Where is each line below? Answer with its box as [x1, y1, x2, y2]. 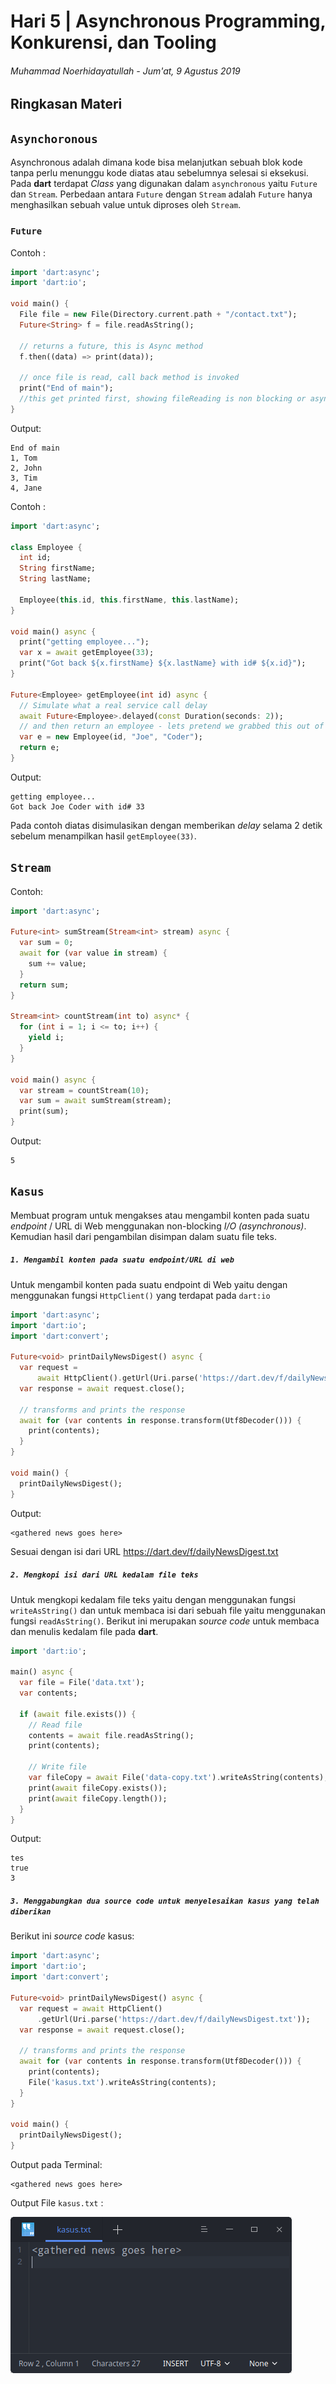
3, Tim [10, 473, 38, 483]
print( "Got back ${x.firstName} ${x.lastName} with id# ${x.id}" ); [19, 658, 307, 669]
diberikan [10, 1907, 52, 1917]
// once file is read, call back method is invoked [19, 373, 240, 383]
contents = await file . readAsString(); [28, 1730, 195, 1740]
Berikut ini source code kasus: [10, 1930, 135, 1942]
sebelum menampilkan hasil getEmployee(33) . [10, 830, 197, 842]
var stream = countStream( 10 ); [19, 1085, 150, 1095]
